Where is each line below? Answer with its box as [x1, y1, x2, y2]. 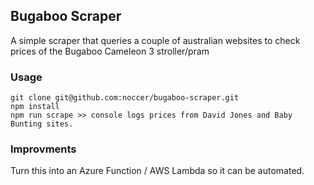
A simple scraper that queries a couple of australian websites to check [10, 34, 301, 46]
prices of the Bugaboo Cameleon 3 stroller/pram [10, 45, 210, 57]
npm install [10, 102, 60, 112]
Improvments [10, 142, 77, 156]
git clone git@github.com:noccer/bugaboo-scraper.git [10, 93, 240, 103]
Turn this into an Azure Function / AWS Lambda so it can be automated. [10, 165, 305, 177]
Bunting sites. [10, 119, 74, 129]
